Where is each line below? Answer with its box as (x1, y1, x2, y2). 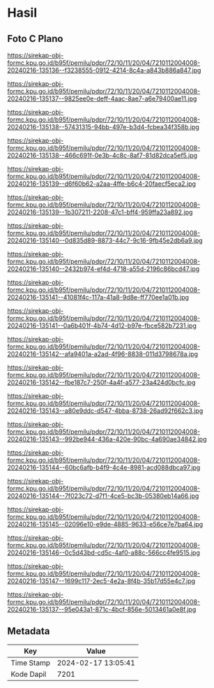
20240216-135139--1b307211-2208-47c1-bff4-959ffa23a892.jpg (7, 208, 193, 216)
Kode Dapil (10, 669, 47, 679)
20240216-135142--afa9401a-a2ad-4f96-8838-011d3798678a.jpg (7, 350, 199, 358)
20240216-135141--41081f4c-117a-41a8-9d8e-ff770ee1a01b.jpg (7, 293, 190, 301)
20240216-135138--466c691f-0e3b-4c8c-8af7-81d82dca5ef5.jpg (7, 152, 197, 159)
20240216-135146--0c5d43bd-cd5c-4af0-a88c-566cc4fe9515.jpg (7, 548, 200, 557)
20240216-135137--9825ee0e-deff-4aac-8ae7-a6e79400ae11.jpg (7, 94, 197, 103)
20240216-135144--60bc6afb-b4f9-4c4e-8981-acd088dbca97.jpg (7, 463, 201, 471)
